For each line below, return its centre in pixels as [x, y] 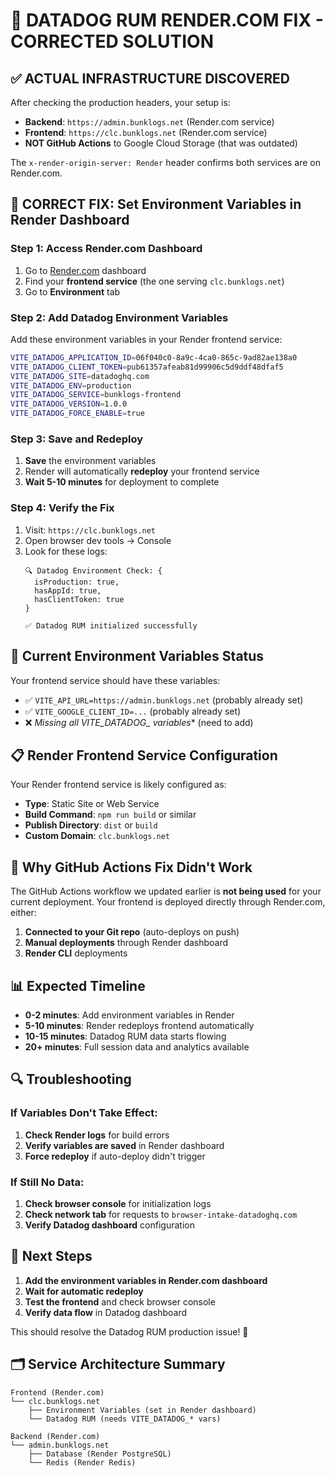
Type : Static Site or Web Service [92, 804]
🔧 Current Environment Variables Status [137, 656]
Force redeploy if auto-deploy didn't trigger [115, 1156]
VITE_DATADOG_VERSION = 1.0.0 [69, 404]
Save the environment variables [90, 461]
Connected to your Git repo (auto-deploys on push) [132, 932]
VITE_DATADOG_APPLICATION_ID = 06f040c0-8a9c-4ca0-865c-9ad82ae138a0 [154, 357]
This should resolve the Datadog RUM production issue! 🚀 [129, 1331]
